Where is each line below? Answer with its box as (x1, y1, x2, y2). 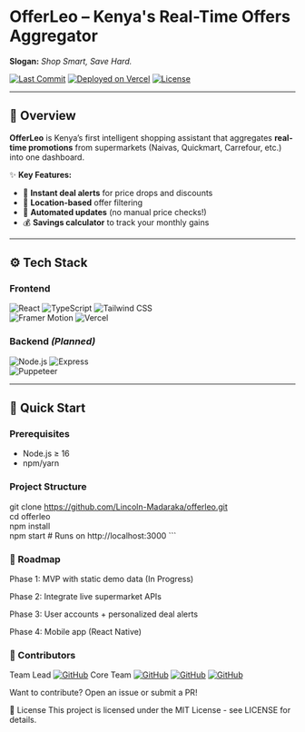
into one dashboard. (9, 152, 84, 163)
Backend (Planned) (9, 335, 96, 348)
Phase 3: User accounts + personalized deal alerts (9, 608, 198, 619)
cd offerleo (9, 510, 51, 521)
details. (9, 715, 37, 726)
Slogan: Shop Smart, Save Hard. (9, 55, 133, 66)
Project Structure (9, 480, 87, 493)
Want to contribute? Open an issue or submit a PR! (9, 687, 198, 698)
